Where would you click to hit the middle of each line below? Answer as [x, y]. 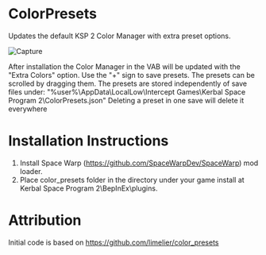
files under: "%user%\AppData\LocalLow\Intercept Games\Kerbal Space [127, 91]
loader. [31, 171]
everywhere [28, 109]
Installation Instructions [89, 141]
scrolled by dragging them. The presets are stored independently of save [128, 83]
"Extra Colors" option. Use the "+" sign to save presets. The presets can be [132, 75]
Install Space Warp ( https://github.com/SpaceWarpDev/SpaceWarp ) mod [139, 163]
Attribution [45, 220]
